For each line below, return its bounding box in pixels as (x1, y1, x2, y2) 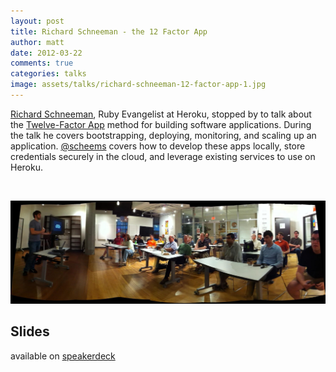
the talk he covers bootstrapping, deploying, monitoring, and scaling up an (10, 129, 317, 141)
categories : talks (10, 69, 87, 79)
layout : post (10, 16, 65, 26)
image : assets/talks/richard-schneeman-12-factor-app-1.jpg (10, 80, 267, 90)
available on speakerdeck (10, 350, 116, 362)
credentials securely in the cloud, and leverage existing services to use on (10, 150, 316, 162)
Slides (10, 323, 50, 340)
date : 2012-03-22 (10, 48, 83, 58)
